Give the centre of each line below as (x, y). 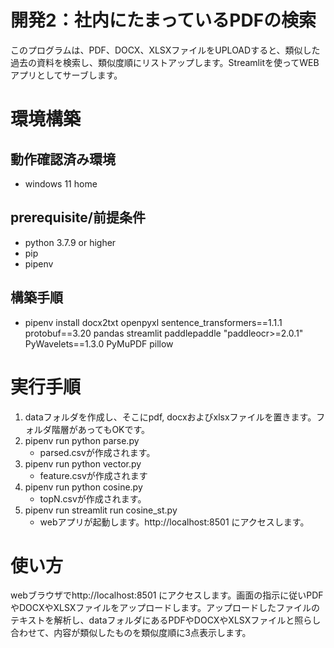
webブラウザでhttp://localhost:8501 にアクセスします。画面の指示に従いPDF (167, 595)
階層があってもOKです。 (101, 429)
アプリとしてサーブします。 (66, 75)
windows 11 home (61, 183)
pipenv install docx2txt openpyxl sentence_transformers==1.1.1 (153, 322)
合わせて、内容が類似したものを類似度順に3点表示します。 (131, 633)
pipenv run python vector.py (83, 463)
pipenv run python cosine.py (83, 487)
